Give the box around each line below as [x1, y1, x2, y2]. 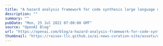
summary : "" [5, 16, 29, 21]
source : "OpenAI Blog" [5, 25, 51, 30]
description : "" [5, 11, 38, 16]
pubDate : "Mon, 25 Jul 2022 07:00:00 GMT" [5, 20, 92, 25]
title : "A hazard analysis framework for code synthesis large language [5, 7, 155, 12]
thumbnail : [5, 34, 27, 39]
